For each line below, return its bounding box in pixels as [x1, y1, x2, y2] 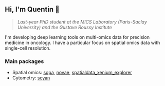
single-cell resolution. [5, 45, 51, 51]
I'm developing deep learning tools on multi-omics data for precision [5, 34, 150, 40]
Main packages [5, 57, 44, 64]
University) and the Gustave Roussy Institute [17, 24, 113, 30]
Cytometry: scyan [12, 75, 50, 81]
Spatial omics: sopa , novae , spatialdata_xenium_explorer [12, 70, 132, 76]
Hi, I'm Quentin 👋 [5, 5, 60, 14]
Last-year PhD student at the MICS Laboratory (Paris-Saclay [17, 18, 148, 25]
